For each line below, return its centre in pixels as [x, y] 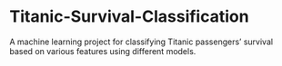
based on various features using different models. [103, 51]
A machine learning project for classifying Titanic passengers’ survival [141, 42]
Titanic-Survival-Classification [129, 17]
